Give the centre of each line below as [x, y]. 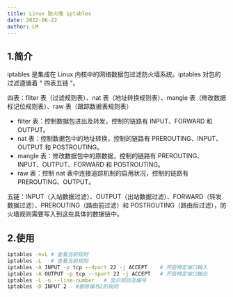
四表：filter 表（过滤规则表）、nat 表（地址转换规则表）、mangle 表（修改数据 [117, 98]
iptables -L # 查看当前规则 [48, 261]
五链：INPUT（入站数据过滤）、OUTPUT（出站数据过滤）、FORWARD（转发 [115, 197]
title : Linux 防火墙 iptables [49, 14]
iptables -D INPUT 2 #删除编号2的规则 [63, 287]
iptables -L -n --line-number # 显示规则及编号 [77, 280]
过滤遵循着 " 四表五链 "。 [43, 83]
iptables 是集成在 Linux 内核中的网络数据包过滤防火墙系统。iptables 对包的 [114, 74]
